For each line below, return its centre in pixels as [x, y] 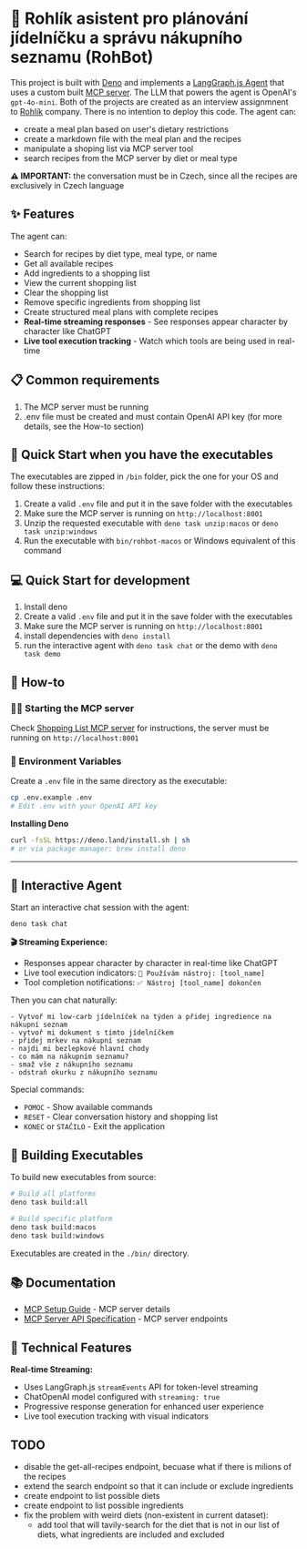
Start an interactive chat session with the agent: [100, 907]
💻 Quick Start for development [100, 581]
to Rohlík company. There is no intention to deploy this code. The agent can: [153, 111]
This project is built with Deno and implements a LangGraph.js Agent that [148, 82]
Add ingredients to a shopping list [87, 273]
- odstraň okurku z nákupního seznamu [84, 1073]
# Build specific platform [61, 1218]
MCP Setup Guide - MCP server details [97, 1310]
